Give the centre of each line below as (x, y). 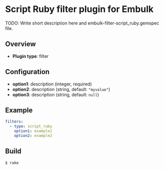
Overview (21, 44)
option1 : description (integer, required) (52, 84)
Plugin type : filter (30, 56)
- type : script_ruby (31, 126)
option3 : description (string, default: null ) (56, 94)
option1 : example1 (33, 131)
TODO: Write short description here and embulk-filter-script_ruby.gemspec (82, 23)
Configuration (27, 72)
